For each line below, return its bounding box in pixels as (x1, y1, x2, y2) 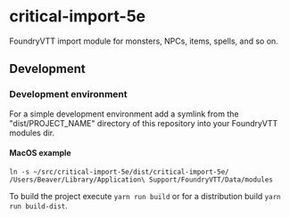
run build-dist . (9, 200, 69, 211)
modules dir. (9, 127, 55, 138)
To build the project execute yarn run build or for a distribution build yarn (9, 190, 281, 201)
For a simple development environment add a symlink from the (9, 109, 239, 119)
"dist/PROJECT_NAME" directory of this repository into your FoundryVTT (9, 117, 278, 128)
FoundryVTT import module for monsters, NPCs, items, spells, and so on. (9, 36, 278, 46)
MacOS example (9, 148, 71, 158)
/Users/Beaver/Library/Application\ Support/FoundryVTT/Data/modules (9, 175, 274, 184)
